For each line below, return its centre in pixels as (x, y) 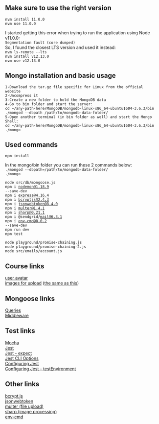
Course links (25, 266)
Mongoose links (30, 298)
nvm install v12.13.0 (27, 56)
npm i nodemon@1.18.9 (27, 187)
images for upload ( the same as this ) (42, 283)
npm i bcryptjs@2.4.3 (27, 200)
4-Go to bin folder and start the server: (49, 104)
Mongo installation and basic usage (60, 76)
